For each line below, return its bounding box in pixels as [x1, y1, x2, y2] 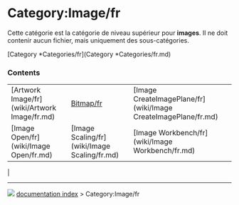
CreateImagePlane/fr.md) [132, 112, 218, 122]
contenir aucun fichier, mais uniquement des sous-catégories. [7, 36, 190, 44]
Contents [7, 68, 41, 78]
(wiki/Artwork [11, 103, 57, 113]
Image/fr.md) [11, 112, 55, 122]
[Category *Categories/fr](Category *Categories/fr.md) [7, 50, 171, 58]
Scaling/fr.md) [70, 150, 119, 160]
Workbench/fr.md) [132, 146, 196, 156]
